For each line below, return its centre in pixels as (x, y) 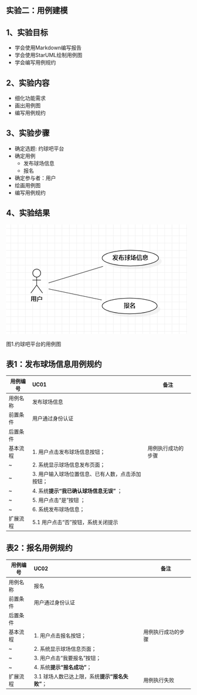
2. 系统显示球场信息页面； (65, 648)
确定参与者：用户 (35, 178)
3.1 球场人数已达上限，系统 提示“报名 (78, 677)
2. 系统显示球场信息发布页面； (69, 465)
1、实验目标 (27, 32)
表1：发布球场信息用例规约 (54, 364)
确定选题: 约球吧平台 (39, 148)
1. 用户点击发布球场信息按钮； (69, 452)
